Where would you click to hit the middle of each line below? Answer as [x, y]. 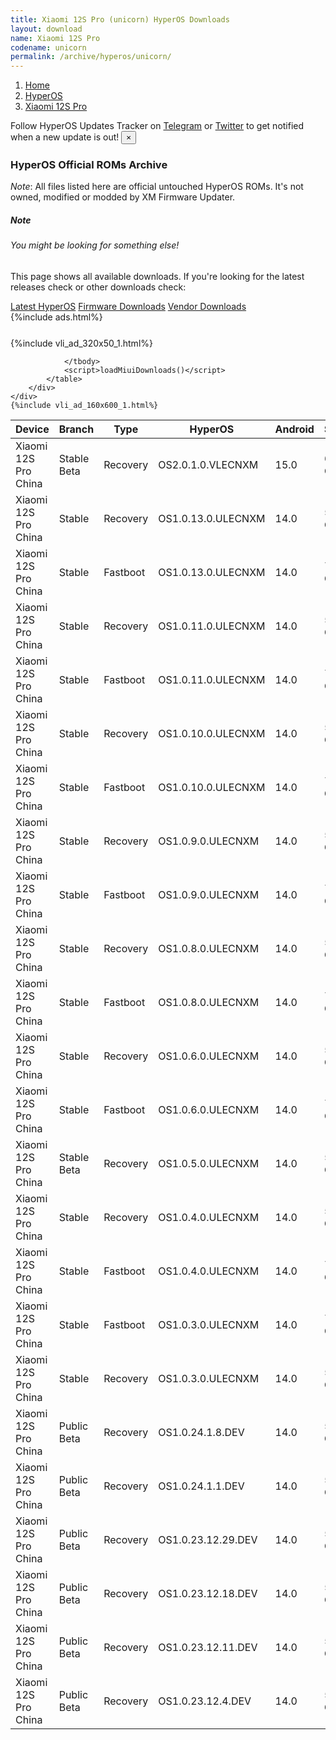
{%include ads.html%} [56, 317]
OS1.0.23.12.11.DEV [208, 1647]
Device [32, 429]
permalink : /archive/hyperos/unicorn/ [91, 57]
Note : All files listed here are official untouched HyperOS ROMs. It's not [157, 187]
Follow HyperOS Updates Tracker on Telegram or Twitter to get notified [157, 126]
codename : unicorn [48, 47]
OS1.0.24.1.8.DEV [201, 1432]
